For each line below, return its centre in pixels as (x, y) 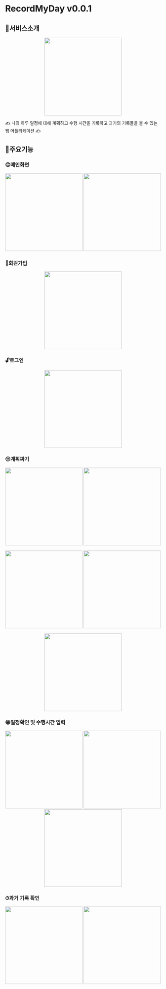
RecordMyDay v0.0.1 (48, 9)
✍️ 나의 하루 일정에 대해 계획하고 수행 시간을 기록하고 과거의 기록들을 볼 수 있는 (81, 123)
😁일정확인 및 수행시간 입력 (35, 722)
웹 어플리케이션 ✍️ (23, 131)
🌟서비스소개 (22, 28)
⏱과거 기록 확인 (22, 898)
